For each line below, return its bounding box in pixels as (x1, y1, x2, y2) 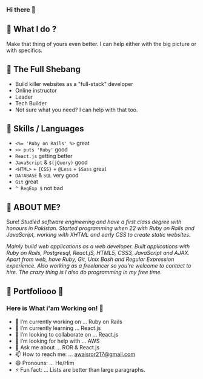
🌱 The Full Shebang (6, 64, 81, 74)
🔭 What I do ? (6, 24, 57, 35)
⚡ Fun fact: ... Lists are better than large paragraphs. (15, 366, 145, 373)
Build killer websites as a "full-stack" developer (15, 80, 133, 87)
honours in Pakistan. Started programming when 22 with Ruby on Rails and (6, 225, 195, 232)
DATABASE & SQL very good (15, 172, 79, 179)
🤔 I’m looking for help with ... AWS (15, 337, 100, 344)
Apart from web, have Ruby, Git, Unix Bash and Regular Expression (6, 255, 175, 263)
